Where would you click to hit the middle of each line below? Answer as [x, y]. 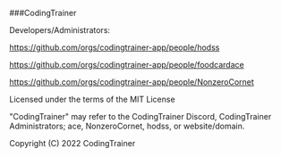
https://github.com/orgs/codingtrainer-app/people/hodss [115, 47]
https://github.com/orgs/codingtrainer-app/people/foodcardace [127, 65]
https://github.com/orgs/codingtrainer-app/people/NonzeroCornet [132, 82]
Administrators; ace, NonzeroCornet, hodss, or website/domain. [127, 126]
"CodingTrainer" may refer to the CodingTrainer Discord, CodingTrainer [140, 116]
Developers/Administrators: [60, 30]
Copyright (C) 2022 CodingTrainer [72, 143]
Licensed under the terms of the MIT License [93, 99]
